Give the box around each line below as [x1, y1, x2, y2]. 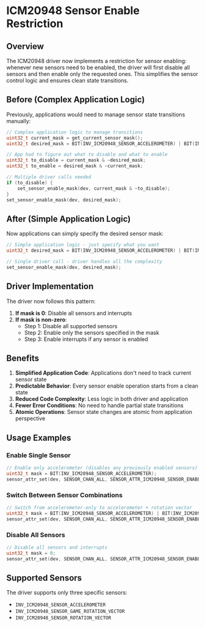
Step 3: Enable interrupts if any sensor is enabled [24, 335, 148, 343]
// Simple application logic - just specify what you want [6, 242, 160, 248]
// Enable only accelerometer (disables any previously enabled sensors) [6, 465, 198, 471]
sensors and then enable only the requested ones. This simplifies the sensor [6, 70, 198, 77]
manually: [6, 117, 31, 124]
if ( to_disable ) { [6, 179, 53, 186]
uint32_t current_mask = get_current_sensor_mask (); [6, 135, 143, 141]
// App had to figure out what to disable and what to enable [6, 151, 168, 158]
